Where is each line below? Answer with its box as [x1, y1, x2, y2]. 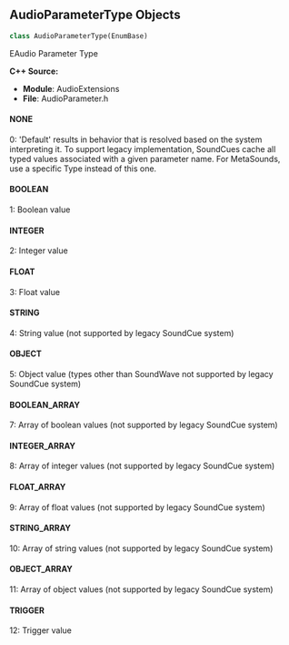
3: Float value [9, 286, 61, 297]
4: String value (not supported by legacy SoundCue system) [9, 327, 234, 338]
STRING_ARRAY [9, 523, 71, 534]
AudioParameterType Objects [9, 7, 181, 23]
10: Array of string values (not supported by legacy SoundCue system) [9, 542, 274, 554]
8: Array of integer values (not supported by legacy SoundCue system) [9, 460, 275, 472]
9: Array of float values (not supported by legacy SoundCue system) [9, 501, 265, 513]
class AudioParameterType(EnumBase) [9, 31, 148, 40]
